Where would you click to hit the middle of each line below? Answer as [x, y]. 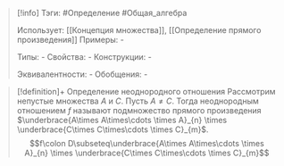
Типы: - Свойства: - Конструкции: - [84, 57]
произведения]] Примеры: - [70, 40]
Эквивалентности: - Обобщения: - [82, 74]
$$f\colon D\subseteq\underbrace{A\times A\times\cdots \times [146, 143]
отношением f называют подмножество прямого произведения [139, 110]
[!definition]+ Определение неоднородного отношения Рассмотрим [146, 91]
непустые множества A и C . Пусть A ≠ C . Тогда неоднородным [138, 101]
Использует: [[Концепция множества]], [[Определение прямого [139, 30]
